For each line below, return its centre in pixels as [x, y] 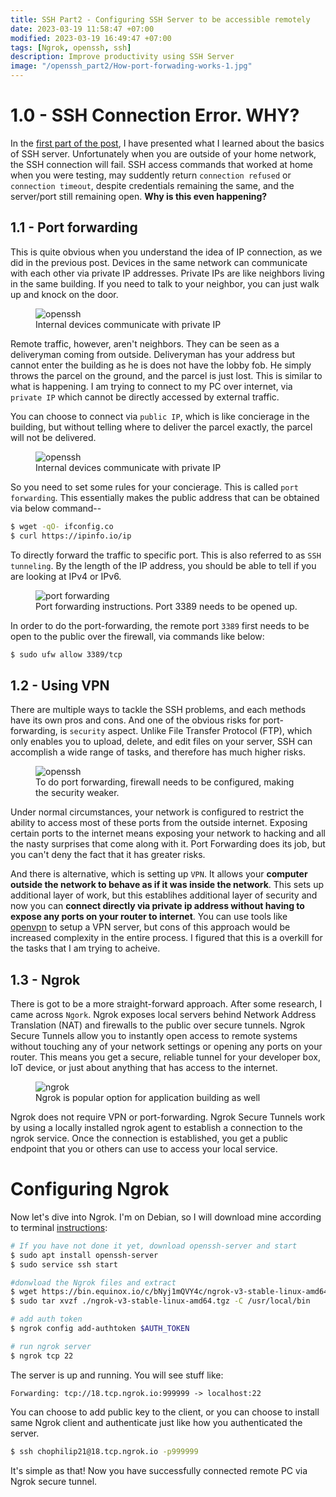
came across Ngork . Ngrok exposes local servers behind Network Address [163, 1014]
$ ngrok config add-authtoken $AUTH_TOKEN [100, 1329]
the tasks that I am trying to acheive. [85, 948]
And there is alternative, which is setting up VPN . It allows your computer [159, 874]
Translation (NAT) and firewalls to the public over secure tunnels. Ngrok [158, 1025]
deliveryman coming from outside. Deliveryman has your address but [153, 354]
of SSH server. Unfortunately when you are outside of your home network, [163, 153]
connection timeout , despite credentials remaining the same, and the [152, 185]
